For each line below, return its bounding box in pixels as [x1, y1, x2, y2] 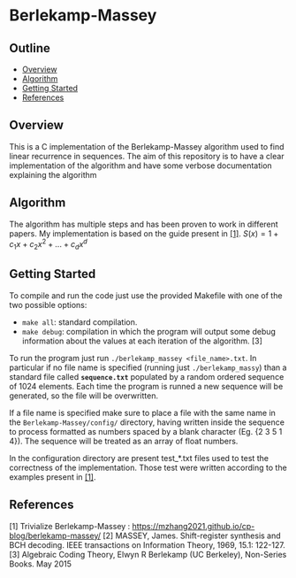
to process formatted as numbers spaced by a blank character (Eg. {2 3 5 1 [9, 426, 283, 436]
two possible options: [9, 299, 87, 310]
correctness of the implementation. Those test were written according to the [9, 462, 287, 473]
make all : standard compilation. [21, 316, 138, 328]
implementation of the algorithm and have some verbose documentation [9, 160, 272, 171]
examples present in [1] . [9, 471, 96, 482]
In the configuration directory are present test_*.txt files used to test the [9, 452, 269, 463]
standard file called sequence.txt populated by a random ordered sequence [9, 371, 285, 381]
